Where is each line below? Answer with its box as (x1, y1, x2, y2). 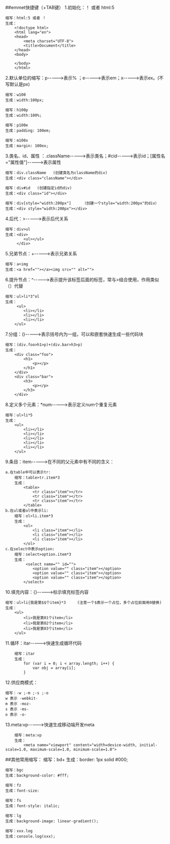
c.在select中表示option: (5, 547, 55, 552)
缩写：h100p (5, 108, 28, 113)
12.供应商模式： (5, 680, 38, 685)
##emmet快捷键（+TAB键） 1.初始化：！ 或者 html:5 (5, 5, 115, 10)
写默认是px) (5, 81, 30, 87)
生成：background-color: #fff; (5, 773, 70, 778)
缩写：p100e (5, 123, 28, 128)
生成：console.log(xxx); (5, 834, 56, 839)
